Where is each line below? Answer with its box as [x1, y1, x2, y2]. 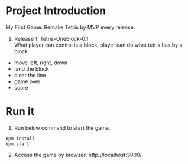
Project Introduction [5, 4, 106, 18]
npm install [5, 136, 35, 142]
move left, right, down [14, 59, 68, 66]
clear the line [14, 71, 46, 78]
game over [14, 78, 41, 85]
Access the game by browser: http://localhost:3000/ [14, 151, 142, 158]
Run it [5, 105, 35, 119]
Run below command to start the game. [14, 124, 111, 131]
